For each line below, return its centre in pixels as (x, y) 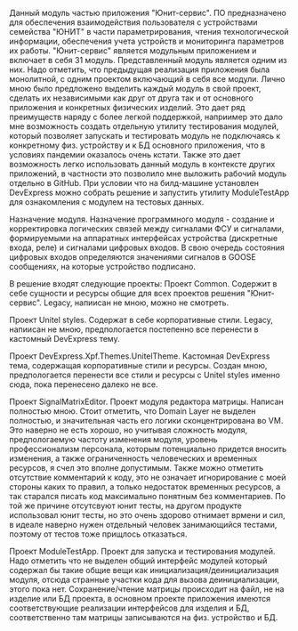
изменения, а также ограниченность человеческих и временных (133, 458)
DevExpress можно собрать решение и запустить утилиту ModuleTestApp (149, 192)
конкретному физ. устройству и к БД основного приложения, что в (137, 145)
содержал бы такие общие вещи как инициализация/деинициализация (144, 570)
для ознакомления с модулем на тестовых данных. (107, 202)
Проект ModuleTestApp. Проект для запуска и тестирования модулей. (142, 551)
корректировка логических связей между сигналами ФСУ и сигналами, (147, 229)
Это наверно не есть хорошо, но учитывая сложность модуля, (129, 430)
